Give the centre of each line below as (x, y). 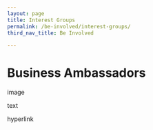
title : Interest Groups (41, 20)
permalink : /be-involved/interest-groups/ (69, 26)
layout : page (26, 13)
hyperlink (20, 119)
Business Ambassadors (76, 73)
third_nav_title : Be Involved (51, 33)
